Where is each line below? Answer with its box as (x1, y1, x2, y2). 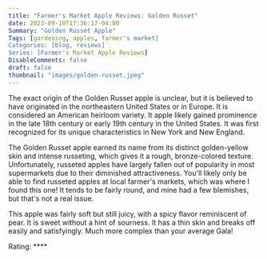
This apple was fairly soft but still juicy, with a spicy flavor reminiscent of (8, 209, 247, 218)
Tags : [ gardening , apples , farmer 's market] (8, 34, 159, 42)
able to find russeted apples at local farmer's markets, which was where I (8, 177, 250, 186)
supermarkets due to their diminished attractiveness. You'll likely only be (8, 168, 248, 177)
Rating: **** (8, 241, 48, 251)
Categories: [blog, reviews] (8, 42, 106, 50)
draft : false (8, 64, 52, 72)
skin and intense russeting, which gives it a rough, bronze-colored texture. (8, 151, 253, 161)
